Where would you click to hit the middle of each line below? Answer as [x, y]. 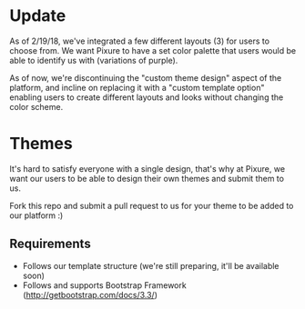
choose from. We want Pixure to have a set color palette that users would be [153, 50]
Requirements [50, 244]
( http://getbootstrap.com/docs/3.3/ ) [90, 294]
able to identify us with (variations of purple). [94, 60]
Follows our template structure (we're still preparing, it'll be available [151, 265]
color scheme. [36, 106]
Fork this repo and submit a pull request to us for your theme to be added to [152, 205]
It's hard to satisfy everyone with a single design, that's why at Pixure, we [147, 168]
